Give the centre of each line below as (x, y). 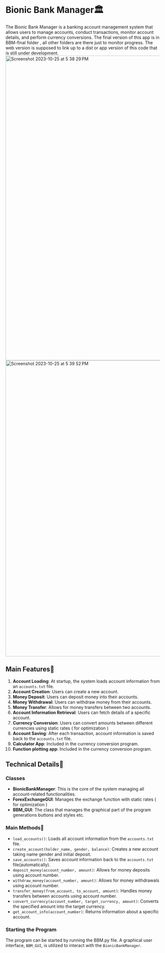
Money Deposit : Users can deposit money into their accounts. (75, 697)
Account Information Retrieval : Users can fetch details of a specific (82, 712)
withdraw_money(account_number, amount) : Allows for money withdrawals (86, 880)
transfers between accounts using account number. (65, 896)
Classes (15, 778)
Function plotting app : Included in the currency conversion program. (82, 749)
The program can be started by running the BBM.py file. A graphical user (79, 940)
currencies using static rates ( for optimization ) (60, 728)
